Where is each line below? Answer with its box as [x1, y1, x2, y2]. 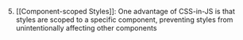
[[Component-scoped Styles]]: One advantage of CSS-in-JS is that [15, 7, 236, 16]
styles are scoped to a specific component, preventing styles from [15, 15, 233, 24]
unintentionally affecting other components [15, 24, 157, 32]
